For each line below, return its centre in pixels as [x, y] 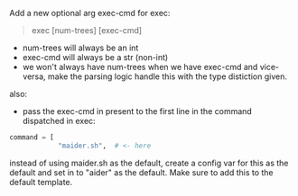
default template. [41, 182]
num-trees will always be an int [80, 48]
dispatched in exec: [59, 121]
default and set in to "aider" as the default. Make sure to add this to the [141, 172]
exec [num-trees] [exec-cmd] [87, 30]
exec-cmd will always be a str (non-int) [95, 57]
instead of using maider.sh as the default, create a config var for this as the [149, 163]
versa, [34, 76]
